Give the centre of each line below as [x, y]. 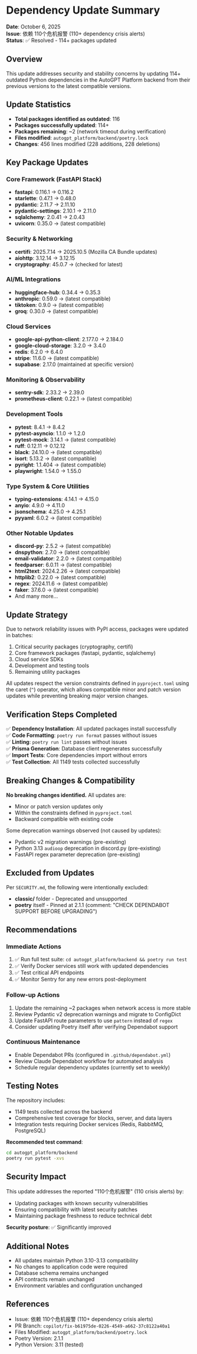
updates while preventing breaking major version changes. [77, 696]
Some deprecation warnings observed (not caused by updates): [84, 830]
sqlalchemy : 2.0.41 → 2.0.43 [50, 217]
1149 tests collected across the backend [63, 1111]
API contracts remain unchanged [55, 1280]
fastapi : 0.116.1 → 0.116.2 [44, 192]
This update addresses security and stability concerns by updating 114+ [93, 73]
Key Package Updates [47, 162]
